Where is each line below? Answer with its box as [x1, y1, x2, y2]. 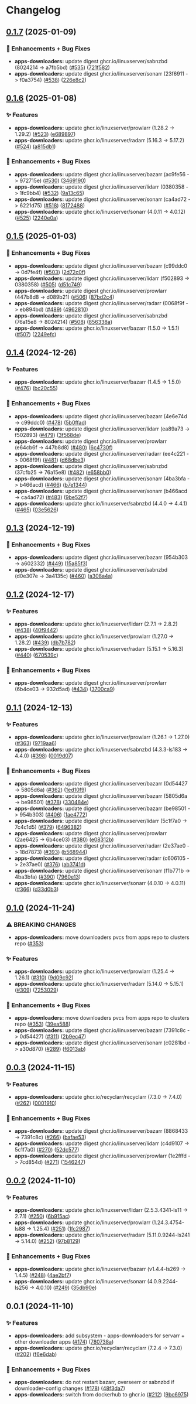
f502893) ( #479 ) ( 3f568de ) [14, 431, 81, 438]
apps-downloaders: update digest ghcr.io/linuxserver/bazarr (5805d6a [14, 792, 188, 800]
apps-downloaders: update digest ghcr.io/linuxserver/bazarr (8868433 [14, 1128, 188, 1135]
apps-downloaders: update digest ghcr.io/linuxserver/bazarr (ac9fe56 [14, 170, 186, 177]
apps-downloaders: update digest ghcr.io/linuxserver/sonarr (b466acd [14, 487, 188, 494]
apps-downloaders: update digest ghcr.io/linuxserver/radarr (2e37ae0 [14, 842, 186, 849]
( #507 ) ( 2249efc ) [14, 330, 57, 337]
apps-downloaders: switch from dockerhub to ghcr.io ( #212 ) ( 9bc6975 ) [14, 1391, 189, 1398]
